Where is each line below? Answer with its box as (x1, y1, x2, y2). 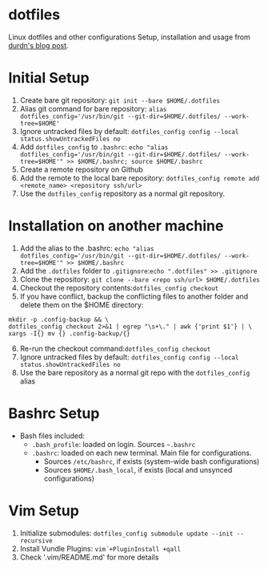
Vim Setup (8, 502, 80, 519)
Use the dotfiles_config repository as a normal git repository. (19, 189, 226, 198)
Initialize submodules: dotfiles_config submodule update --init (19, 528, 234, 538)
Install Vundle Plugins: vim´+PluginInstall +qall (19, 543, 182, 553)
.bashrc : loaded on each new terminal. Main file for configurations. (31, 448, 252, 457)
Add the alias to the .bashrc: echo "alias (19, 243, 154, 253)
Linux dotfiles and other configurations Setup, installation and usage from (8, 32, 250, 42)
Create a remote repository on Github (19, 165, 144, 174)
